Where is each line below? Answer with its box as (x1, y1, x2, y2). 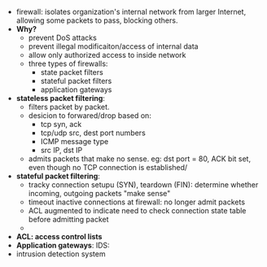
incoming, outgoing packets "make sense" (28, 189, 171, 198)
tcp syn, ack (40, 120, 82, 129)
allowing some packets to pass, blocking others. (15, 15, 178, 25)
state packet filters (40, 68, 103, 77)
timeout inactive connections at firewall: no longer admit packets (28, 197, 246, 207)
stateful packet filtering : (15, 171, 100, 181)
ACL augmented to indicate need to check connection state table (28, 206, 247, 215)
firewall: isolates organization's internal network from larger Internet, (15, 7, 247, 16)
